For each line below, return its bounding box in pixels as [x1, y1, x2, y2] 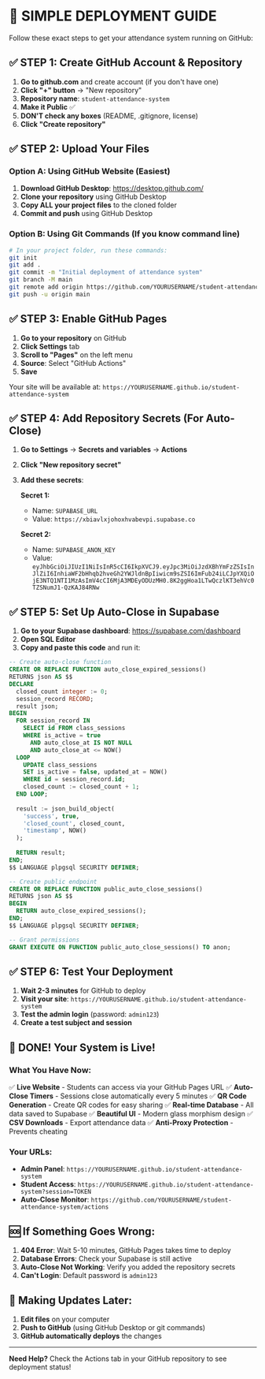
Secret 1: [20, 490, 50, 500]
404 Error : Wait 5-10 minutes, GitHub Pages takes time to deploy [20, 1246, 231, 1255]
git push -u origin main [9, 290, 90, 298]
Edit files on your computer [20, 1314, 110, 1324]
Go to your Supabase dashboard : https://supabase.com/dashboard [20, 626, 241, 635]
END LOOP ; [16, 790, 48, 799]
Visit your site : [20, 994, 69, 1004]
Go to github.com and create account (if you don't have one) [20, 76, 219, 86]
